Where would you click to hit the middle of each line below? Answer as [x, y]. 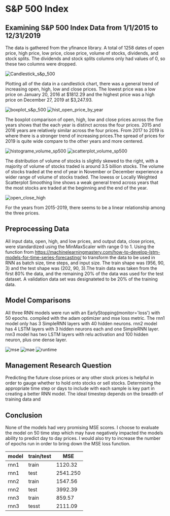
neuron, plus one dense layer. [36, 340]
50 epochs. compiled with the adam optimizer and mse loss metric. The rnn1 [85, 318]
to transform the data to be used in [119, 257]
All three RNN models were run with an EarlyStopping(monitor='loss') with [83, 313]
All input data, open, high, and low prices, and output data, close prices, [80, 241]
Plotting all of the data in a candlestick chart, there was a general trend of [82, 84]
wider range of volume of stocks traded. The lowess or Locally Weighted [81, 177]
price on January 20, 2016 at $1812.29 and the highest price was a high [80, 94]
